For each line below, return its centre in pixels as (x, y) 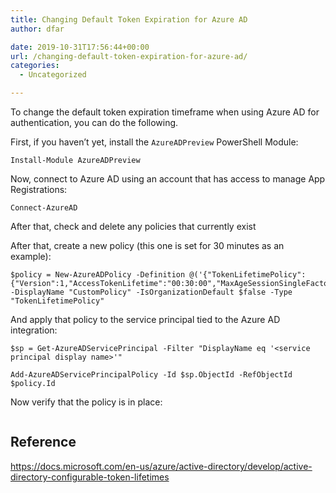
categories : (35, 66)
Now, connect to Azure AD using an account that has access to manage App (168, 179)
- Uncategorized (53, 75)
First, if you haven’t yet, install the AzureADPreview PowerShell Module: (154, 142)
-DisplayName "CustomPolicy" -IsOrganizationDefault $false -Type (151, 292)
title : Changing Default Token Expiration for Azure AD (129, 19)
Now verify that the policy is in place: (86, 402)
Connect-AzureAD (44, 208)
